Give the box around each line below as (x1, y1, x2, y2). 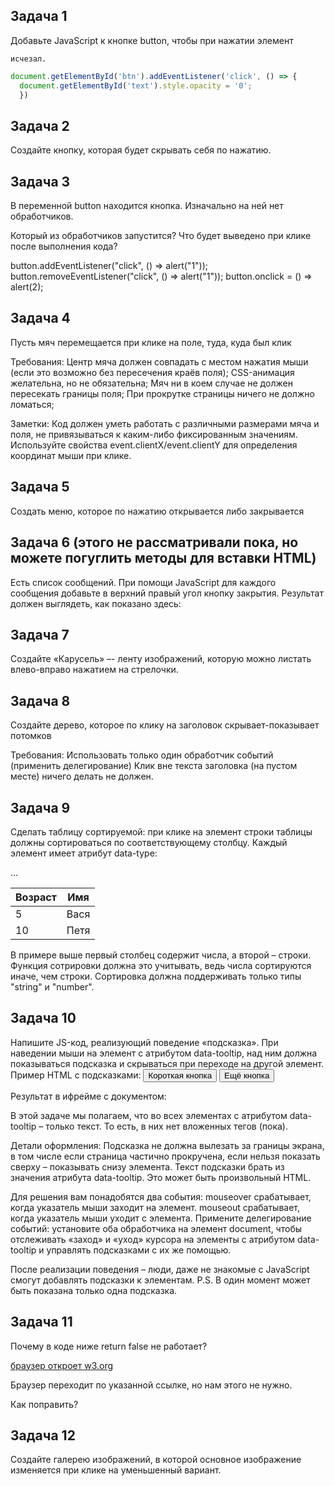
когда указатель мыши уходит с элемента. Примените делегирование (10, 1212, 312, 1224)
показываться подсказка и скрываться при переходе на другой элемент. (10, 1057, 325, 1069)
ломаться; (10, 398, 55, 410)
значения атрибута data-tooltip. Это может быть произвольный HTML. (10, 1171, 312, 1183)
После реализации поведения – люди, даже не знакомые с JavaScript (10, 1263, 310, 1275)
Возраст (15, 890, 57, 904)
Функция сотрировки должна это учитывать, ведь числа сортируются (10, 959, 312, 971)
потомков (10, 730, 52, 742)
